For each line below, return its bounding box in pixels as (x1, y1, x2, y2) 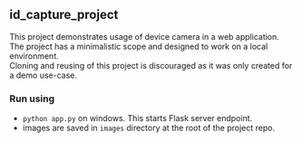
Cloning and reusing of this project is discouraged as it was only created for (9, 60, 293, 71)
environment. (9, 50, 59, 62)
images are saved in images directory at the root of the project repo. (22, 122, 275, 134)
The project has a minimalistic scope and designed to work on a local (9, 41, 268, 52)
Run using (9, 92, 55, 105)
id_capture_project (9, 7, 119, 23)
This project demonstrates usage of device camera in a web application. (9, 31, 279, 42)
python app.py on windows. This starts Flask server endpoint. (22, 113, 253, 124)
